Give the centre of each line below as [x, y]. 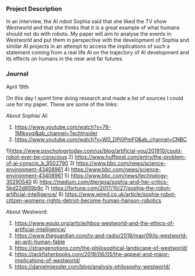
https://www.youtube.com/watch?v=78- [62, 127]
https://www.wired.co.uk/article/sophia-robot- [121, 194]
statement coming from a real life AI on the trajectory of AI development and [98, 53]
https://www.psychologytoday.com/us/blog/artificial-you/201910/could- [96, 150]
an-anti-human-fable [40, 241]
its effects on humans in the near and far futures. [65, 59]
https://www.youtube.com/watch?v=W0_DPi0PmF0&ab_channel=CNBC [101, 139]
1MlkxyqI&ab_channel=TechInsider [56, 133]
